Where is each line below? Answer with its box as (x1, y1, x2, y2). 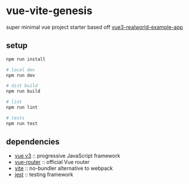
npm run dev (6, 72, 35, 78)
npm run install (6, 56, 46, 62)
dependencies (6, 137, 60, 147)
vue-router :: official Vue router (14, 159, 90, 166)
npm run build (6, 88, 41, 95)
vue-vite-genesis (6, 4, 92, 18)
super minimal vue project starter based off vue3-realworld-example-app (6, 24, 183, 31)
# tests (6, 115, 25, 121)
